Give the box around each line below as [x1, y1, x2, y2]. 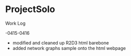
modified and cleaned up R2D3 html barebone [12, 39, 109, 46]
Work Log [5, 20, 26, 26]
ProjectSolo [5, 4, 56, 15]
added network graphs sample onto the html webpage [12, 45, 126, 51]
